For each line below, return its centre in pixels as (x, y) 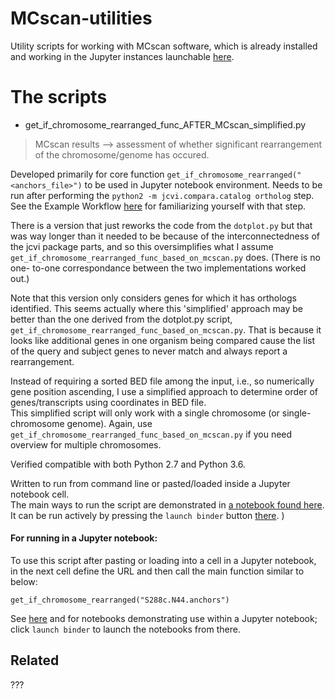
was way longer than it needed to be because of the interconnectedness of (165, 236)
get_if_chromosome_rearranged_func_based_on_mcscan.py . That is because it (166, 329)
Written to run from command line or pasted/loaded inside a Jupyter (150, 483)
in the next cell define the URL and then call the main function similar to (157, 571)
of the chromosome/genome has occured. (122, 154)
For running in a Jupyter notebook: (84, 538)
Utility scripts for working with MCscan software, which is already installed (164, 46)
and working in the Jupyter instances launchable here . (122, 56)
